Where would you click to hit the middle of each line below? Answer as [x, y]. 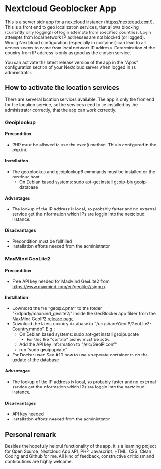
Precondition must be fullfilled [42, 241]
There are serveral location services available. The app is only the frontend [80, 99]
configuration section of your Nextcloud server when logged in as [71, 67]
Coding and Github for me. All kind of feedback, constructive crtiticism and [80, 456]
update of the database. [36, 360]
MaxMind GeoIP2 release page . [43, 319]
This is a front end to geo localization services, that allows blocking [72, 27]
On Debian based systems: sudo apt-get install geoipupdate [79, 334]
